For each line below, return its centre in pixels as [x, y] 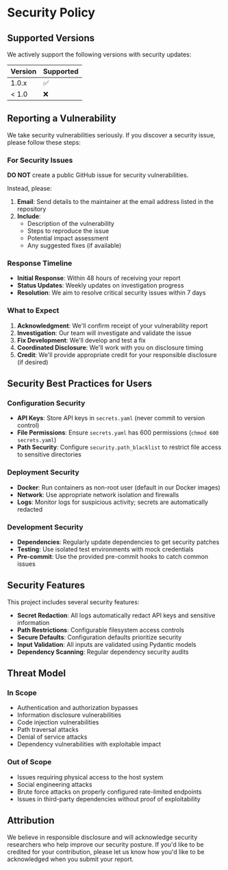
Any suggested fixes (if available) [74, 246]
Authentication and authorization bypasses [77, 708]
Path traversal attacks [48, 730]
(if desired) [33, 362]
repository [31, 209]
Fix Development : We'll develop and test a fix [81, 340]
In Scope [22, 693]
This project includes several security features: [73, 602]
